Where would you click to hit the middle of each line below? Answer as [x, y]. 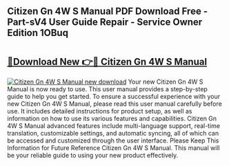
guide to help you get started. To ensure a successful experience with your [114, 96]
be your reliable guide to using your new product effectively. [93, 155]
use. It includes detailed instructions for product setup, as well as [100, 111]
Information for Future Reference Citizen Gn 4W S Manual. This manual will [113, 148]
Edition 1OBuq [38, 33]
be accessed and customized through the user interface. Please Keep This [113, 140]
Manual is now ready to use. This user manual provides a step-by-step [108, 89]
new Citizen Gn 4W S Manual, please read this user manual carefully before [114, 104]
